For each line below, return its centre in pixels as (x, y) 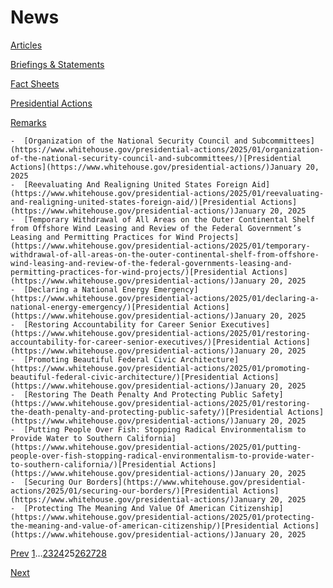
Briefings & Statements (57, 64)
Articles (26, 45)
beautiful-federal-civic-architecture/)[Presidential (125, 377)
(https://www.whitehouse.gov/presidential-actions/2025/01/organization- (167, 149)
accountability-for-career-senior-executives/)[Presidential (140, 342)
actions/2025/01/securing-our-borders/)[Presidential (125, 491)
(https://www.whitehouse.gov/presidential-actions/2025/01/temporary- (160, 246)
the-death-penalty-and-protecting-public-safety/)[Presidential (147, 412)
